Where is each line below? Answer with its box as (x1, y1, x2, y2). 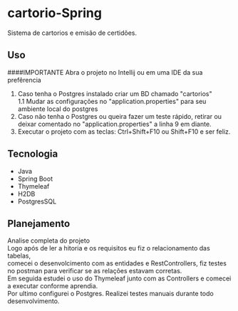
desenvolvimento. (7, 297, 60, 305)
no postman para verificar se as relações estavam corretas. (7, 267, 182, 275)
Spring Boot (17, 174, 53, 183)
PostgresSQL (17, 197, 57, 206)
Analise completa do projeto (7, 236, 90, 245)
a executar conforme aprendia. (7, 282, 98, 290)
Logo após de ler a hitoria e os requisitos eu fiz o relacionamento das (7, 244, 210, 253)
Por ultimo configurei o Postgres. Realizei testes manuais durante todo (7, 290, 214, 298)
